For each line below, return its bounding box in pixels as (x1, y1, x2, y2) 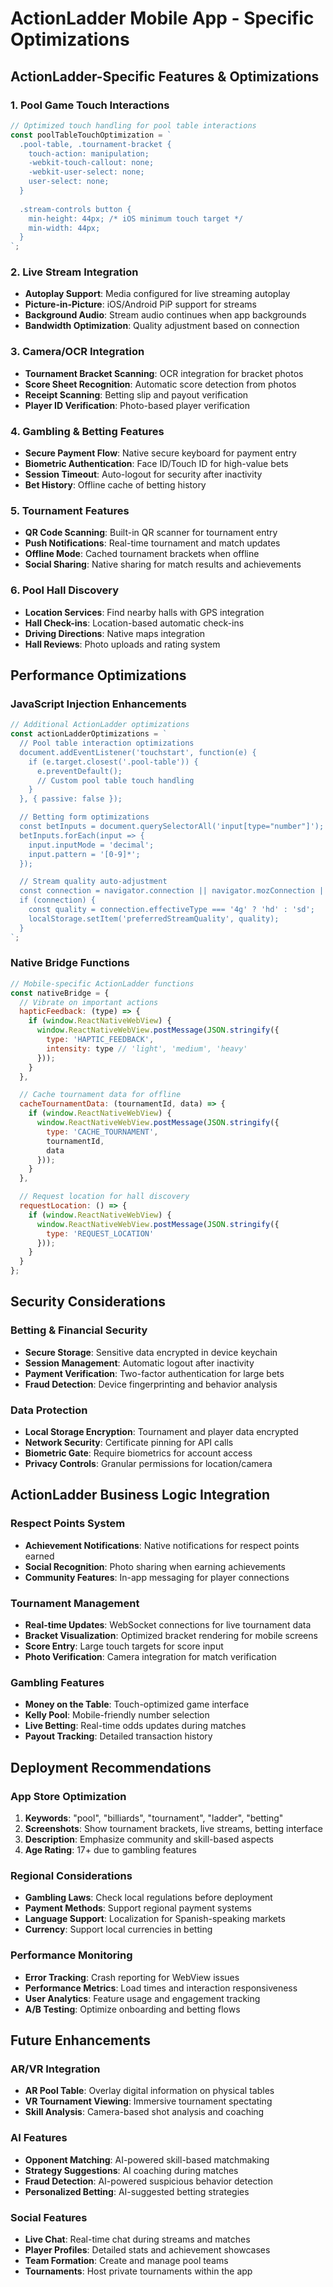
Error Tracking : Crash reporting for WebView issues (24, 1971, 240, 1983)
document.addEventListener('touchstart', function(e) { (19, 747, 257, 757)
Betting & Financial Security (10, 1323, 148, 1337)
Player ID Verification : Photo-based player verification (24, 399, 250, 411)
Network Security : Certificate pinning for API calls (24, 1437, 234, 1449)
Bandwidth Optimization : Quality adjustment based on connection (24, 320, 300, 332)
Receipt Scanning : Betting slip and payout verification (24, 388, 249, 401)
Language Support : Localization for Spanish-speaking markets (24, 1913, 286, 1925)
